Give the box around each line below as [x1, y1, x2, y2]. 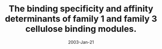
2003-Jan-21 [68, 39, 94, 45]
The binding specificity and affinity [8, 3, 154, 14]
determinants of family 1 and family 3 [5, 13, 157, 24]
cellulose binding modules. [25, 24, 137, 34]
